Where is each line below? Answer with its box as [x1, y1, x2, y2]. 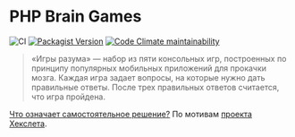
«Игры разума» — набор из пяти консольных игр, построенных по [30, 53, 287, 64]
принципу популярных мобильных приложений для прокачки [30, 63, 266, 73]
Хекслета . [9, 118, 47, 129]
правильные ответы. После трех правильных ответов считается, [30, 81, 280, 92]
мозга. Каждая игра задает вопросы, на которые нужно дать [30, 72, 265, 82]
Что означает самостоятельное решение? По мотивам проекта [9, 108, 253, 119]
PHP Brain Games [9, 6, 142, 27]
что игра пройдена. [30, 91, 105, 102]
